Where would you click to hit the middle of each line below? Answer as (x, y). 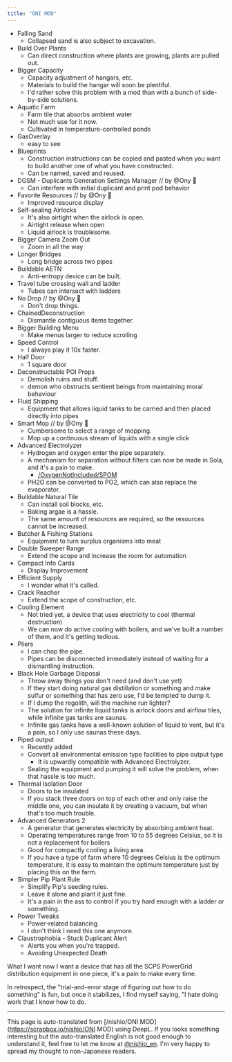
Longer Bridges (39, 254)
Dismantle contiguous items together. (81, 320)
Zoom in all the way (55, 246)
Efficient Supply (40, 577)
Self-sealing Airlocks (47, 210)
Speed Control (38, 342)
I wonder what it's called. (63, 585)
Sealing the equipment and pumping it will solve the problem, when (123, 768)
